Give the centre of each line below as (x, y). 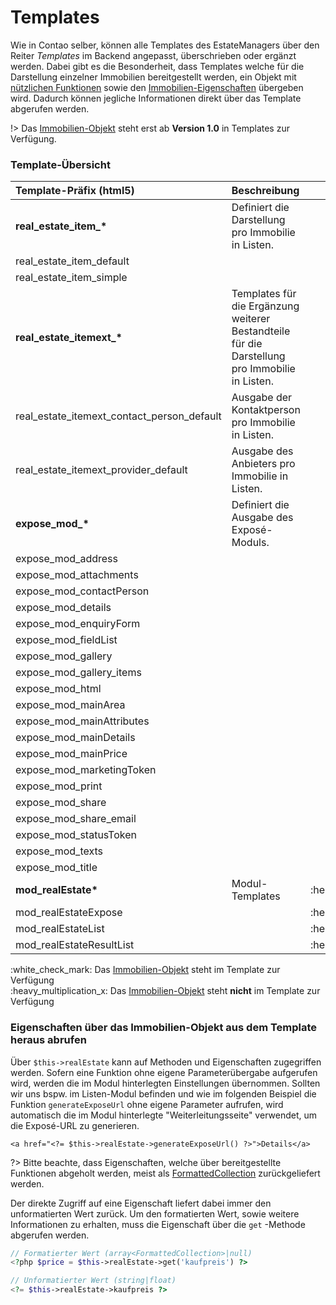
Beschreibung (265, 191)
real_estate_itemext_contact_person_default (118, 416)
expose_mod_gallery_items (78, 673)
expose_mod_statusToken (76, 835)
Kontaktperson (266, 410)
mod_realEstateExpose (69, 913)
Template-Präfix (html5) (75, 191)
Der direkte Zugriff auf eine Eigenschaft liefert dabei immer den (141, 1203)
